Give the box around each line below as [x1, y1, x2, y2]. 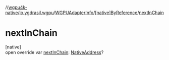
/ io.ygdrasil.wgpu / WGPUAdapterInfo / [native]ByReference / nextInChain [17, 10, 164, 16]
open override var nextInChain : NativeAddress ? [5, 49, 104, 55]
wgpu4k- [8, 5, 28, 10]
